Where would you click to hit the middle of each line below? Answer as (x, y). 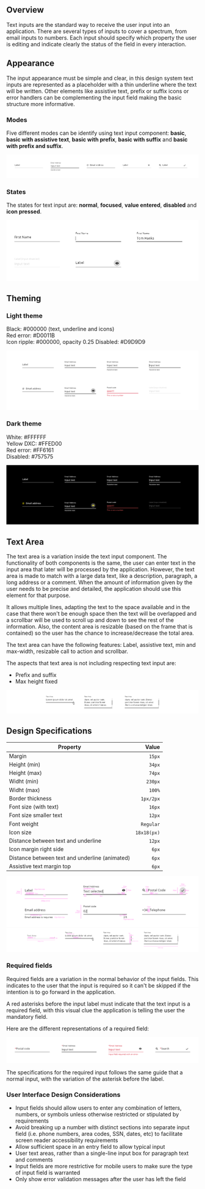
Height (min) (25, 764)
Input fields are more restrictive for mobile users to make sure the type (104, 1166)
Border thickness (30, 798)
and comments (34, 1159)
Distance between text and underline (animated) (70, 858)
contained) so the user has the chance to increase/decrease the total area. (100, 633)
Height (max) (25, 773)
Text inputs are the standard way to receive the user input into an (88, 24)
